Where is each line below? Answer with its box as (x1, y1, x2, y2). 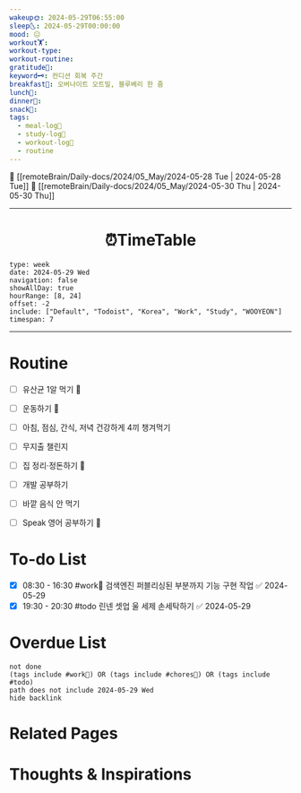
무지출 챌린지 (21, 441, 69, 452)
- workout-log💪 (17, 138, 74, 147)
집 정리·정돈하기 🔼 (21, 460, 86, 470)
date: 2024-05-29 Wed (9, 268, 90, 277)
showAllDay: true (9, 283, 74, 292)
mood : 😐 (9, 30, 41, 39)
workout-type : (9, 47, 63, 56)
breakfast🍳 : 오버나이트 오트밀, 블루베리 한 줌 (9, 80, 164, 89)
